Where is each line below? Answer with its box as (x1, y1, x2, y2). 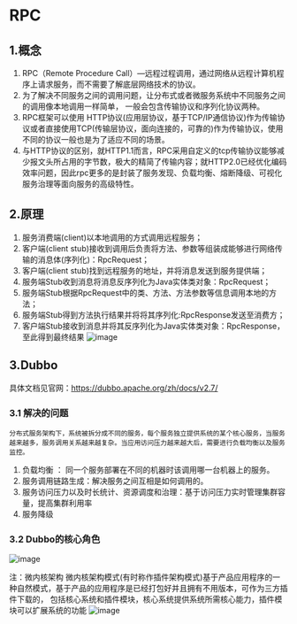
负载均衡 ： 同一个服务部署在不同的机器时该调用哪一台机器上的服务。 (21, 464, 275, 474)
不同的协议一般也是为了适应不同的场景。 (21, 135, 170, 144)
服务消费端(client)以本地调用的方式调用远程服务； (21, 232, 203, 243)
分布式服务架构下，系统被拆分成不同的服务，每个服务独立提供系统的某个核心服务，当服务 (9, 428, 286, 438)
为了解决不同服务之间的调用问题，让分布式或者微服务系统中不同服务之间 (21, 90, 286, 100)
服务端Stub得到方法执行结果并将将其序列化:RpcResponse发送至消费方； (21, 309, 286, 320)
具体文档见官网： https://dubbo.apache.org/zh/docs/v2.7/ (9, 382, 218, 393)
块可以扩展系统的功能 (9, 605, 87, 616)
